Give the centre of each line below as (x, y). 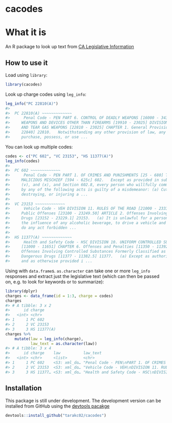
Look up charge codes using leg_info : (46, 94)
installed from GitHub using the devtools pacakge (58, 406)
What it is (26, 33)
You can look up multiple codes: (39, 147)
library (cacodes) (24, 84)
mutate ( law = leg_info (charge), (49, 339)
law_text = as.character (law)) (64, 344)
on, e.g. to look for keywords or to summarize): (55, 281)
